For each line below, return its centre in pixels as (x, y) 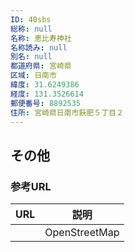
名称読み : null (39, 47)
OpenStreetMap (82, 233)
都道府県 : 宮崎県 (41, 66)
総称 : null (31, 29)
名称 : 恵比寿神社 (41, 38)
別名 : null (31, 57)
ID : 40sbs (31, 19)
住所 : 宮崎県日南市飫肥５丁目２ (67, 112)
